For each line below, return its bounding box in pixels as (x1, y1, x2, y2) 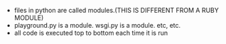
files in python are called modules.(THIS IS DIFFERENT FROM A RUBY (14, 6, 219, 14)
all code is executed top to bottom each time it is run (14, 28, 168, 37)
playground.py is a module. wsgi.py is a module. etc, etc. (14, 21, 181, 29)
